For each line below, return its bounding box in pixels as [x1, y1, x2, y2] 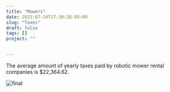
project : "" [6, 36, 35, 42]
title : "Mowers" [6, 8, 46, 15]
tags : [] [6, 30, 28, 36]
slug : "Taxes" [6, 19, 41, 25]
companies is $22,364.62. [6, 69, 69, 75]
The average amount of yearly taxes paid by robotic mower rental [6, 62, 164, 69]
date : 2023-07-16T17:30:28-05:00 [6, 14, 88, 20]
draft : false [6, 25, 38, 31]
